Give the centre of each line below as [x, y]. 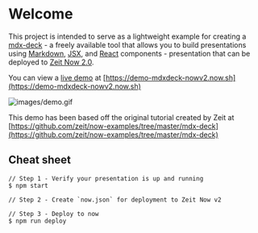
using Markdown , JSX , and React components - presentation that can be [129, 53]
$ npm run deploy [37, 221]
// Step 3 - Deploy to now [54, 214]
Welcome [41, 14]
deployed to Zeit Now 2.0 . [51, 62]
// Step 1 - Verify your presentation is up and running [106, 178]
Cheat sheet [40, 160]
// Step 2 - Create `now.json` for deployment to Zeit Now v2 [115, 200]
